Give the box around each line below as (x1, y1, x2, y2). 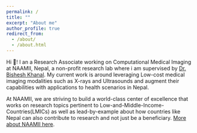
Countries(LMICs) (6, 108, 50, 115)
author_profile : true (6, 25, 60, 32)
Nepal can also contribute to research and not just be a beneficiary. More (6, 114, 186, 121)
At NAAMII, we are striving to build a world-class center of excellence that (6, 95, 189, 102)
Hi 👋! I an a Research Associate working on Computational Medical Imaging (6, 58, 192, 66)
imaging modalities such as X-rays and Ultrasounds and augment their (6, 77, 180, 84)
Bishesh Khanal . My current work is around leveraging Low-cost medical (6, 71, 185, 78)
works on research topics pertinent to (6, 101, 99, 109)
